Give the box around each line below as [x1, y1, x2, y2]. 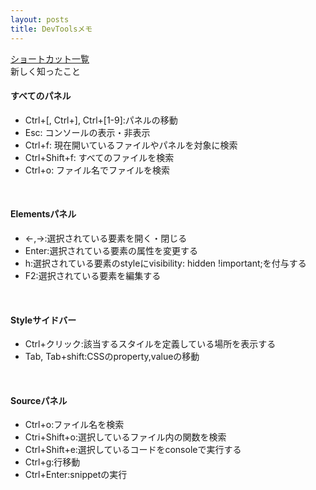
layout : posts [10, 14, 70, 25]
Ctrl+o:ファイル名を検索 [24, 419, 125, 431]
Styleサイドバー [10, 314, 77, 326]
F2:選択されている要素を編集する [24, 269, 162, 281]
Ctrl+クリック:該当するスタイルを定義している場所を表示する [24, 338, 277, 350]
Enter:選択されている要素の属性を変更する [24, 244, 198, 256]
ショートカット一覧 [10, 52, 90, 65]
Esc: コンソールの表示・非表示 [24, 126, 151, 138]
